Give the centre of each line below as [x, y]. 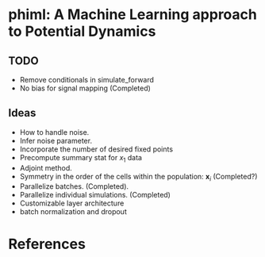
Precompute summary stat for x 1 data [81, 158]
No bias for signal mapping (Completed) [85, 88]
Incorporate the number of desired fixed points [96, 149]
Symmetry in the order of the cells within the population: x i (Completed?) [138, 177]
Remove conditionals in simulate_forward [87, 80]
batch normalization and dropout [73, 212]
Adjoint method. [46, 167]
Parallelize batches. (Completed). [74, 186]
